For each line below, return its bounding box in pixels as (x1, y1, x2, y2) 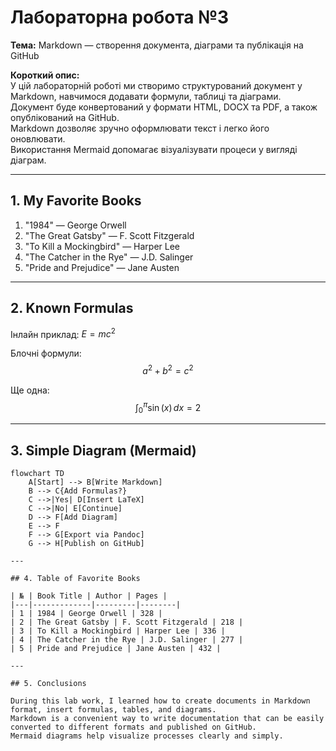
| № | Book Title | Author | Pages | (10, 591, 168, 601)
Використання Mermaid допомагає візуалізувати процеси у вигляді (10, 143, 298, 155)
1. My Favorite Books (10, 192, 142, 210)
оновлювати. (10, 132, 66, 145)
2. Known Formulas (10, 300, 134, 317)
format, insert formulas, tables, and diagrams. (10, 705, 217, 715)
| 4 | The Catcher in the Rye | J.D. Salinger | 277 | (10, 635, 244, 645)
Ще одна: (10, 384, 50, 396)
